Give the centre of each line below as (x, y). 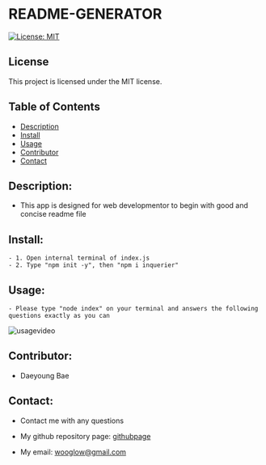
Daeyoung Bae (44, 375)
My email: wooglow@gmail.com (73, 452)
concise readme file (53, 214)
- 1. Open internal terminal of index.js (79, 258)
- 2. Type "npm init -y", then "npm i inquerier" (94, 265)
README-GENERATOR (85, 14)
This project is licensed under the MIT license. (85, 81)
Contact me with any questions (72, 421)
